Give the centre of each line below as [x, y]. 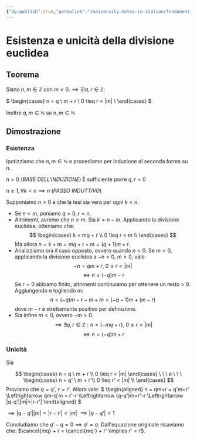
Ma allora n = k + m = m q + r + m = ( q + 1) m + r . [72, 244]
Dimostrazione [33, 132]
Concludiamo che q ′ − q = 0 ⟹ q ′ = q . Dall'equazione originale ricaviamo [95, 424]
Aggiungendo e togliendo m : [49, 291]
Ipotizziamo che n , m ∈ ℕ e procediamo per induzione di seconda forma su [97, 162]
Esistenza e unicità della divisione [90, 40]
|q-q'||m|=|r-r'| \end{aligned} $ [44, 402]
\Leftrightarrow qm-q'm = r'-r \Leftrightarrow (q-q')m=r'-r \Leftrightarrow [95, 395]
